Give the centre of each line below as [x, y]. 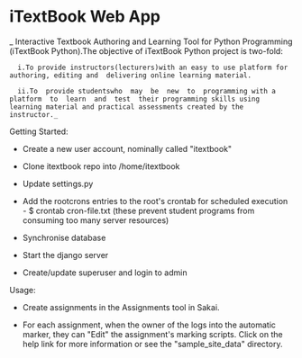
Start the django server [65, 255]
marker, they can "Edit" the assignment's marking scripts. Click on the [152, 334]
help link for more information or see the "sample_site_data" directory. [152, 344]
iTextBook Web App [85, 17]
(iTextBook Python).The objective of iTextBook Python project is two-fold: [146, 50]
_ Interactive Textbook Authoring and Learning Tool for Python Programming [151, 41]
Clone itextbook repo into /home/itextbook [101, 166]
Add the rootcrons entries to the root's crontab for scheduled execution [155, 201]
